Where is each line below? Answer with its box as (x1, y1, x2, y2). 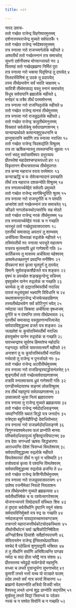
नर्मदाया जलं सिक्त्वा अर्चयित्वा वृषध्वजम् (5, 306, 64, 312)
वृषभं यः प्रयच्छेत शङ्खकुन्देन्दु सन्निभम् (5, 273, 61, 279)
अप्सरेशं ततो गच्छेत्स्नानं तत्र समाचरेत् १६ (5, 201, 67, 207)
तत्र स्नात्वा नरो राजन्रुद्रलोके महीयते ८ (5, 113, 61, 119)
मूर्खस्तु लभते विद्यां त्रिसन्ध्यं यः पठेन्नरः (5, 592, 60, 598)
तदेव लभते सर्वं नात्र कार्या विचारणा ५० (5, 576, 62, 582)
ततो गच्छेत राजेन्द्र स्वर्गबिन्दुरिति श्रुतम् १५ (5, 190, 66, 196)
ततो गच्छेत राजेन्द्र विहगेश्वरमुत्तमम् (5, 30, 56, 36)
